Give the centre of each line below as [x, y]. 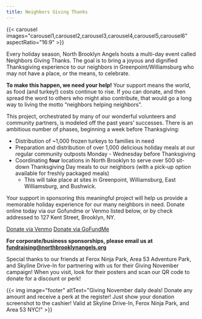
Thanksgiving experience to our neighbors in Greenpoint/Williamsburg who [100, 67]
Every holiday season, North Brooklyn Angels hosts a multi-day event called [101, 54]
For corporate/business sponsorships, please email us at [79, 241]
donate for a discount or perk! [44, 278]
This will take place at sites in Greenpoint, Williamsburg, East [100, 179]
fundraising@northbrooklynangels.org [56, 247]
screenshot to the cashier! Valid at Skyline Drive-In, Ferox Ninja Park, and [98, 303]
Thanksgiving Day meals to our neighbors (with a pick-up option [111, 166]
